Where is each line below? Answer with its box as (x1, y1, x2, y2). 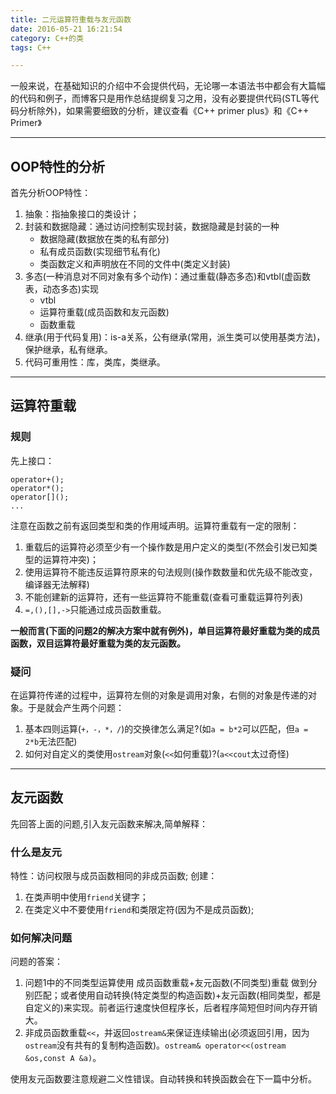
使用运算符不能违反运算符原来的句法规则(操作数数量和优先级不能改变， (24, 566, 318, 578)
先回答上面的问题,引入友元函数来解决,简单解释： (10, 817, 209, 830)
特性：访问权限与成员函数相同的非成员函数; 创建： (10, 870, 218, 882)
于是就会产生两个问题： (27, 702, 125, 714)
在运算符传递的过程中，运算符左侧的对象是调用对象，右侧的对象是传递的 (10, 689, 308, 701)
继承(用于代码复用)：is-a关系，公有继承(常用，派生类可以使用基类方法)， (24, 331, 326, 343)
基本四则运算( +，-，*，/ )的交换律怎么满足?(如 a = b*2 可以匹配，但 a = (24, 723, 309, 735)
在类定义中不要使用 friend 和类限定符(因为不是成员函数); (24, 904, 255, 916)
